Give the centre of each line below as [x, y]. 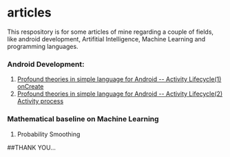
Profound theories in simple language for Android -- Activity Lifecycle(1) [119, 79]
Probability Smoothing [49, 134]
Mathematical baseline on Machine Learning [83, 119]
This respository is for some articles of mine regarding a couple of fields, [111, 32]
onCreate [30, 87]
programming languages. [43, 46]
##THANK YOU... [32, 147]
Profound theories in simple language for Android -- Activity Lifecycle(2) [120, 94]
